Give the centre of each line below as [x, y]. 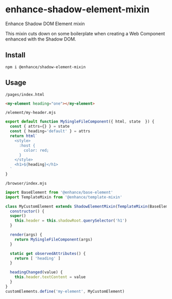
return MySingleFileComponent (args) [54, 240]
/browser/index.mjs [26, 183]
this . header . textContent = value [50, 277]
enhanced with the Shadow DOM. [41, 39]
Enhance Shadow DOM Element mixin [45, 24]
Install [15, 55]
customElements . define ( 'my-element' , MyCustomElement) [65, 291]
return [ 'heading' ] [37, 258]
